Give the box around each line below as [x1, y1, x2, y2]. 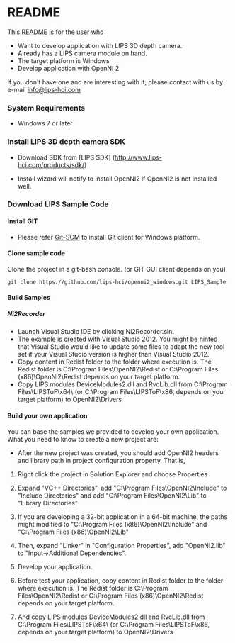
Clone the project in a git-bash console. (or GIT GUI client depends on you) [7, 264, 227, 273]
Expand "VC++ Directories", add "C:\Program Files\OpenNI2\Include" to [17, 483, 227, 492]
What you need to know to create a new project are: [7, 435, 159, 443]
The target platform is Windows [17, 56, 110, 65]
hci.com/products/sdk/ [17, 160, 85, 169]
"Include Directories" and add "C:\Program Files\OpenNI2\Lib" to [17, 491, 207, 500]
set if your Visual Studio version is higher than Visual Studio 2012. [17, 350, 210, 359]
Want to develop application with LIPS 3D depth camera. [17, 41, 183, 50]
